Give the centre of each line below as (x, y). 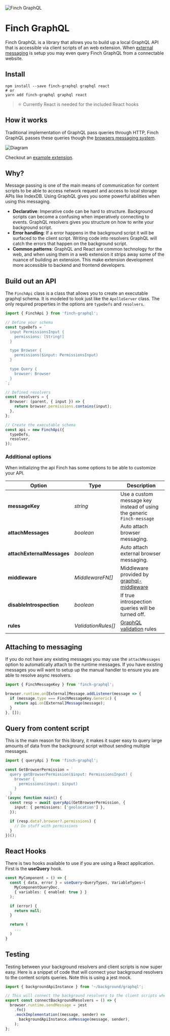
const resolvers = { (27, 397)
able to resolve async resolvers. (38, 675)
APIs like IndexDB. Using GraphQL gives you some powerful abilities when (83, 196)
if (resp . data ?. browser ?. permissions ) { (53, 821)
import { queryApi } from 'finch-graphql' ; (52, 761)
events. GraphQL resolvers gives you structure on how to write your (83, 222)
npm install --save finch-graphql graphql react (57, 86)
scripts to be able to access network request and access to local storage (81, 191)
